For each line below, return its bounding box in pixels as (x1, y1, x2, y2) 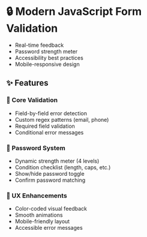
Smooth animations (14, 211, 63, 219)
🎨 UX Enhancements (6, 191, 67, 200)
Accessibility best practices (14, 54, 84, 61)
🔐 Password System (6, 143, 66, 152)
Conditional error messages (14, 128, 84, 136)
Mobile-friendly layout (14, 218, 70, 225)
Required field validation (14, 122, 75, 130)
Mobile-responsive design (14, 61, 80, 68)
